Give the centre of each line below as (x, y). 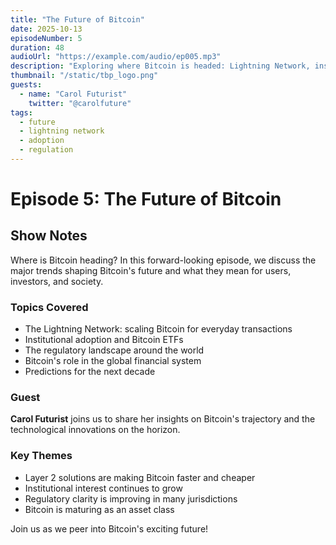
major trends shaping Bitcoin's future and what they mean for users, (151, 270)
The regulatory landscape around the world (114, 350)
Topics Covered (49, 307)
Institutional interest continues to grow (103, 488)
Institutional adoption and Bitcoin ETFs (104, 340)
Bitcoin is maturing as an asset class (99, 509)
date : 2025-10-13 (46, 29)
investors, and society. (57, 281)
